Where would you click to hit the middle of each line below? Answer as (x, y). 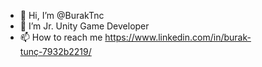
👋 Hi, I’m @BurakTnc (62, 15)
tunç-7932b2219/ (55, 51)
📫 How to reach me (61, 37)
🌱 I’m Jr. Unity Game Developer (84, 26)
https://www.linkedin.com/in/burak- (178, 37)
